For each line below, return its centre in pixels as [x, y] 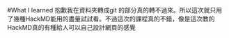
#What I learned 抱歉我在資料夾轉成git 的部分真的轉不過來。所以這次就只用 [115, 10]
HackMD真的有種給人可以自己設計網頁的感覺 [71, 27]
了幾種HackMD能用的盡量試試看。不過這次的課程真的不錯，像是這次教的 [111, 19]
